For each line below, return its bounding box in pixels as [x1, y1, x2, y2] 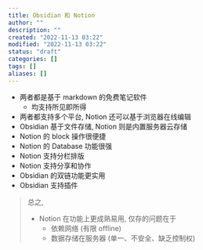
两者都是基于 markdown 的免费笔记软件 [19, 92, 147, 102]
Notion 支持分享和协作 [19, 161, 92, 170]
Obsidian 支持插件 [19, 180, 78, 190]
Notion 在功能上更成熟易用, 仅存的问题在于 [38, 213, 177, 223]
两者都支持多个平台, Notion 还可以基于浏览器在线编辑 [19, 111, 192, 121]
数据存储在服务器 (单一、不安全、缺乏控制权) [50, 233, 196, 243]
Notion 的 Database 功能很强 [19, 141, 112, 150]
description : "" [8, 26, 61, 34]
